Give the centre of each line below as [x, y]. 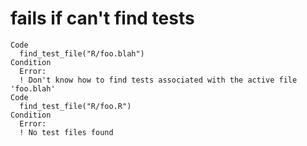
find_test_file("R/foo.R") [75, 106]
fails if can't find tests [102, 18]
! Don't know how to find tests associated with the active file [158, 80]
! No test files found [66, 132]
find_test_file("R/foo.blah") [82, 53]
